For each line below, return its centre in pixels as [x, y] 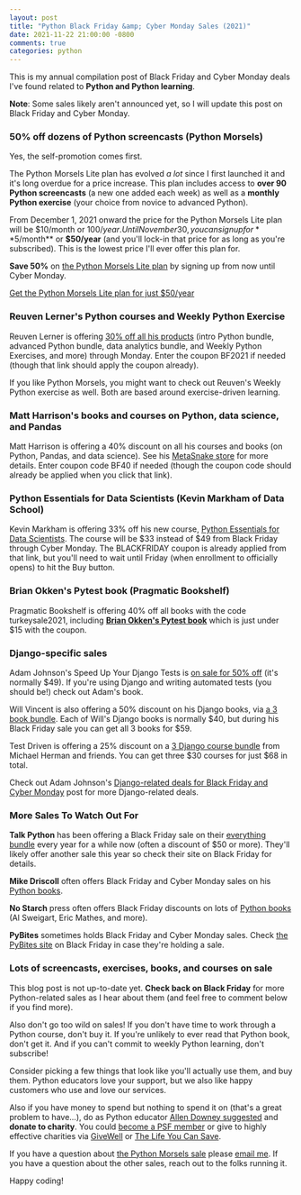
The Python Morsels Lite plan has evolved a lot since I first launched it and [147, 174]
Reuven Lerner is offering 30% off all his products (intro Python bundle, [142, 336]
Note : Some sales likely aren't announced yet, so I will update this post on [146, 104]
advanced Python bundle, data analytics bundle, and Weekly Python [136, 346]
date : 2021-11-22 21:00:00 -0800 [72, 34]
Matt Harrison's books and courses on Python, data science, [144, 415]
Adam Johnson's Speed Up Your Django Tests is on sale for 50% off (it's [144, 672]
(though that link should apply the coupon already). [104, 365]
